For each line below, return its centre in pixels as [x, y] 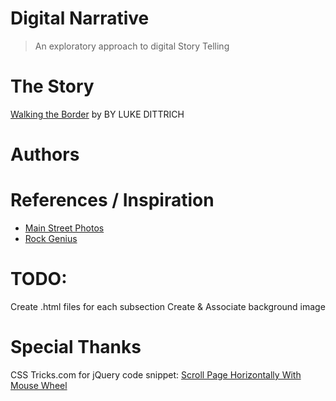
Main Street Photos [64, 228]
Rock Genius [51, 238]
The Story [52, 86]
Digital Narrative [80, 18]
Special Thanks [76, 347]
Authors [45, 154]
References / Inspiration [112, 200]
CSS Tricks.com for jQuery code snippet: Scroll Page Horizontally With [156, 374]
